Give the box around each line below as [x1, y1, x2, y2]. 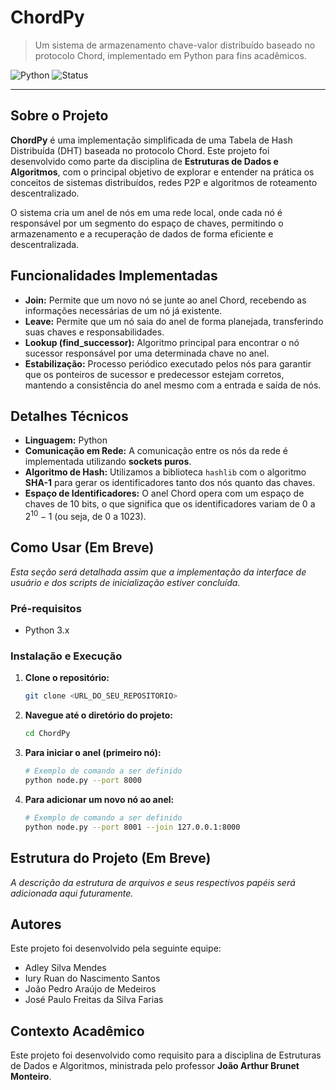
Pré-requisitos [10, 601, 82, 615]
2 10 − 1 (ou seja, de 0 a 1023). [24, 509, 147, 523]
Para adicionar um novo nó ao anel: [24, 793, 175, 805]
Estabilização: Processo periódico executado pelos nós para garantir [24, 357, 312, 370]
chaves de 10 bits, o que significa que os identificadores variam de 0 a [24, 498, 316, 510]
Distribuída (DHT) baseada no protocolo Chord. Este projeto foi [10, 144, 270, 156]
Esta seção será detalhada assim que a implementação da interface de [10, 566, 307, 578]
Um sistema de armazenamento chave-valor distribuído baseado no [34, 39, 316, 51]
